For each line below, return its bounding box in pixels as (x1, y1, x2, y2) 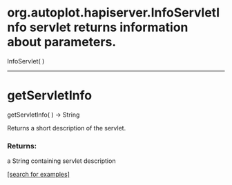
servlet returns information (29, 19, 188, 35)
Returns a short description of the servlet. (7, 124, 126, 132)
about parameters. (7, 35, 117, 50)
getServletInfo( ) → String (7, 110, 80, 119)
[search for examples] (7, 171, 70, 179)
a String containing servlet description (7, 157, 116, 165)
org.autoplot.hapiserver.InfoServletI (7, 5, 220, 21)
